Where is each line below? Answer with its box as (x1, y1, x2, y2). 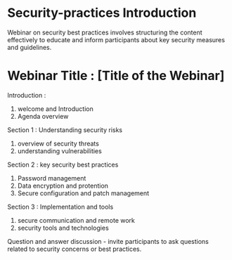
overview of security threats (17, 139, 100, 148)
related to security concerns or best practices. (7, 245, 142, 253)
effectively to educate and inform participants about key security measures (7, 35, 225, 44)
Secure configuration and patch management (17, 188, 150, 197)
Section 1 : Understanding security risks (7, 125, 123, 134)
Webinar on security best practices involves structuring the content (7, 28, 202, 37)
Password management (17, 174, 86, 182)
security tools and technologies (17, 223, 109, 232)
